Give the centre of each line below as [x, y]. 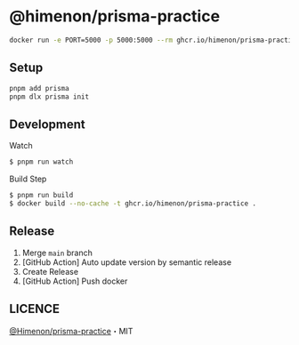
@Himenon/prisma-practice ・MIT [71, 332]
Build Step [28, 179]
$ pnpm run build [41, 196]
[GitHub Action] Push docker [75, 281]
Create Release [50, 271]
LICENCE [35, 309]
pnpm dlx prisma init [49, 96]
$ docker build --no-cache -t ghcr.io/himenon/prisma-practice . [133, 203]
